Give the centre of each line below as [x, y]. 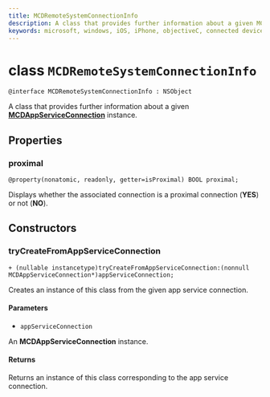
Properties [35, 140]
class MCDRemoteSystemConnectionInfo [133, 70]
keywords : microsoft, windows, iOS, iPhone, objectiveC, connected [124, 30]
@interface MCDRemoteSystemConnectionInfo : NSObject [100, 92]
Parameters [28, 308]
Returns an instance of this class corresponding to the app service [119, 378]
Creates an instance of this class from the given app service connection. [129, 290]
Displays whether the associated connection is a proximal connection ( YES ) [134, 194]
